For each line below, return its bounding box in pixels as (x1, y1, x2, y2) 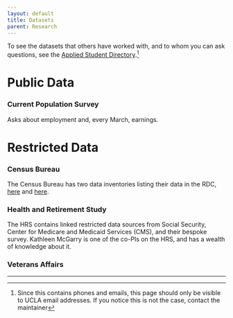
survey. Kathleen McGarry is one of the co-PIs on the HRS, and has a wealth (7, 235, 225, 243)
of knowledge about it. (7, 242, 71, 251)
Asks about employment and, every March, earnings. (7, 115, 159, 123)
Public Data (7, 75, 75, 91)
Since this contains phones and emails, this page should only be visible (17, 288, 221, 297)
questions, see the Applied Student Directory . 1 (7, 49, 139, 59)
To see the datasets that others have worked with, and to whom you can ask (7, 42, 225, 51)
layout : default (7, 10, 54, 17)
